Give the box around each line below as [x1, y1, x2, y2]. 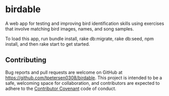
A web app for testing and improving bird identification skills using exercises [5, 20, 164, 26]
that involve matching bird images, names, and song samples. [5, 25, 134, 31]
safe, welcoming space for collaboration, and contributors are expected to [5, 80, 160, 86]
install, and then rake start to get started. [5, 41, 90, 47]
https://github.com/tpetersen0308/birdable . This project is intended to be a [5, 75, 162, 81]
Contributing [5, 56, 47, 65]
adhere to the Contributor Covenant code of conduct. [5, 85, 116, 91]
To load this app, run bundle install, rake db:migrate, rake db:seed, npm [5, 36, 154, 42]
